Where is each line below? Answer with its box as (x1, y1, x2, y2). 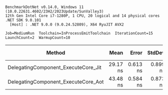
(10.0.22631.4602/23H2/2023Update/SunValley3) (5, 9, 104, 14)
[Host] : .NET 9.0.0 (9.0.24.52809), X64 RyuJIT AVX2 (9, 22, 124, 27)
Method (46, 49, 65, 56)
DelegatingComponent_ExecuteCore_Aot (7, 78, 104, 85)
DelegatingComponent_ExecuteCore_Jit (7, 64, 101, 70)
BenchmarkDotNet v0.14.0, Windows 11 (5, 4, 84, 9)
